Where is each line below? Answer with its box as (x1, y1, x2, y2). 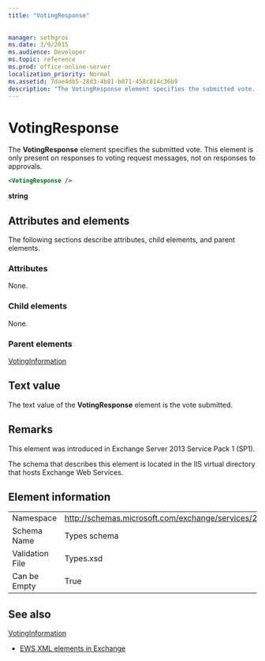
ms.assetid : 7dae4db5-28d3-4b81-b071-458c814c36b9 (8, 77, 178, 85)
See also (8, 607, 51, 621)
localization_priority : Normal (8, 70, 111, 78)
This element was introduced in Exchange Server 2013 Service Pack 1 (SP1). (8, 443, 256, 454)
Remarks (8, 423, 54, 436)
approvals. (8, 162, 43, 171)
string (8, 191, 29, 201)
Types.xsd (64, 553, 103, 564)
